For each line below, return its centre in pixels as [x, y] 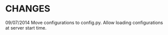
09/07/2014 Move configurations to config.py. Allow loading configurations [84, 22]
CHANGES [28, 9]
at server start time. [26, 27]
